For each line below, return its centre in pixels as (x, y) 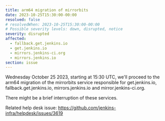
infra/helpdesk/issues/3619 (34, 113)
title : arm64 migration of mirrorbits (47, 10)
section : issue (22, 63)
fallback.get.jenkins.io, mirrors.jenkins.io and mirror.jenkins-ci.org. (75, 88)
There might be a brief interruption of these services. (62, 98)
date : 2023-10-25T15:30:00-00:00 (41, 15)
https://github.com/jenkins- (87, 108)
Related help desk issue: (31, 108)
